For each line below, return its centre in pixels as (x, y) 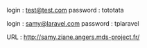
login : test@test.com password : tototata (65, 10)
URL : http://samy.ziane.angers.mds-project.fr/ (73, 37)
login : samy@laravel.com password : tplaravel (73, 23)
